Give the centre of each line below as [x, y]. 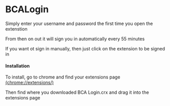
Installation [17, 66]
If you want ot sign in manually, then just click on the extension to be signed [85, 48]
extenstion [16, 29]
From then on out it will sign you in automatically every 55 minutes [75, 39]
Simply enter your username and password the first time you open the [79, 23]
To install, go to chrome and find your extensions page [63, 77]
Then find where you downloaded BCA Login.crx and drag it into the [77, 92]
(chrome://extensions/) [29, 83]
